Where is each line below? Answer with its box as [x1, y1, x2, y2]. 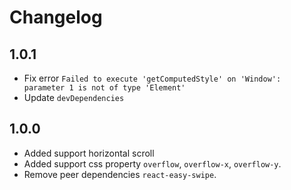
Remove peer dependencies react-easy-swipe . [23, 168, 217, 180]
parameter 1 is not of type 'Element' [23, 83, 186, 93]
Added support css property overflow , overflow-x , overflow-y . [23, 157, 282, 170]
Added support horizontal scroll [23, 147, 155, 159]
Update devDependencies [23, 92, 125, 103]
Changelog [9, 6, 103, 29]
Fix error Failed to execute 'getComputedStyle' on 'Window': [23, 72, 282, 84]
